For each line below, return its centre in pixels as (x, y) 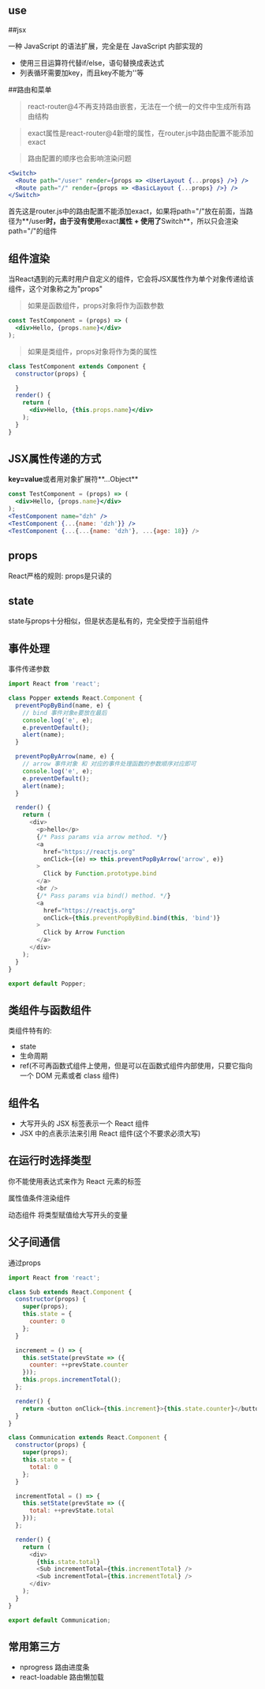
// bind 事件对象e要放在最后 (65, 712)
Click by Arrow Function (84, 933)
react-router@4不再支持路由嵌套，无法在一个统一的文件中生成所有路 (139, 106)
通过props (24, 1263)
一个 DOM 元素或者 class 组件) (69, 1075)
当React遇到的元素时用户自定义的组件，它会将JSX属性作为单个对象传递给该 (131, 279)
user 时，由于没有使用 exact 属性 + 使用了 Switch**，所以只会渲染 (135, 221)
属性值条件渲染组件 (39, 1198)
